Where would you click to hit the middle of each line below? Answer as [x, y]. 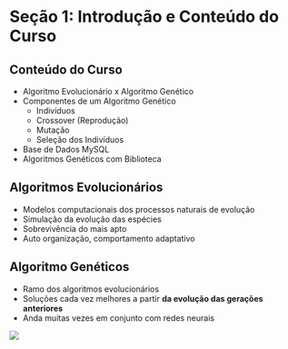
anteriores [43, 308]
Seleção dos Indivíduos [80, 140]
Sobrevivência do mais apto [74, 228]
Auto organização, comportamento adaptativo [109, 238]
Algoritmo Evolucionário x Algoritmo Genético [108, 91]
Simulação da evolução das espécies [92, 219]
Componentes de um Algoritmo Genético [99, 101]
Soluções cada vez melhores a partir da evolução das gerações [143, 298]
